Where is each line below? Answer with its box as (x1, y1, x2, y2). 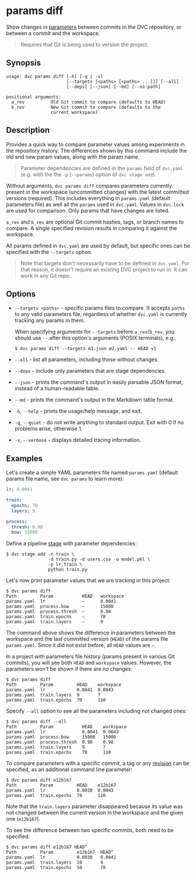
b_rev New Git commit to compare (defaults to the (11, 104, 161, 110)
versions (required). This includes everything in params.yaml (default (6, 194, 171, 201)
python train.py (47, 566, 88, 573)
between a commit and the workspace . (6, 29, 101, 36)
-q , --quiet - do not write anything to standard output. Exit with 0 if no (14, 419, 184, 426)
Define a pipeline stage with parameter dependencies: (6, 540, 137, 547)
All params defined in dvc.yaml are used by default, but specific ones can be (6, 242, 190, 249)
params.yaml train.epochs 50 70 (6, 865, 106, 871)
